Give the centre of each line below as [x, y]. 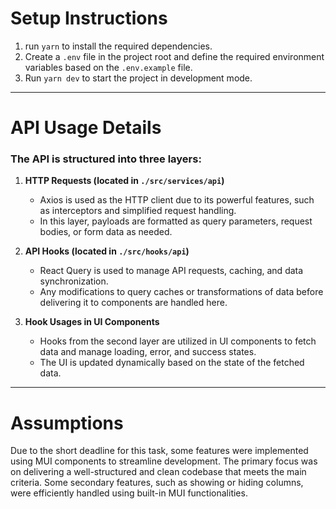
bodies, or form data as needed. [106, 232]
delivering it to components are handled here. [133, 303]
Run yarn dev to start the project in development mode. [138, 78]
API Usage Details [86, 128]
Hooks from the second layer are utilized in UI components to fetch [178, 341]
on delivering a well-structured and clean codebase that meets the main [158, 472]
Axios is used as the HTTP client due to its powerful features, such [177, 200]
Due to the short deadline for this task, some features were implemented [159, 451]
